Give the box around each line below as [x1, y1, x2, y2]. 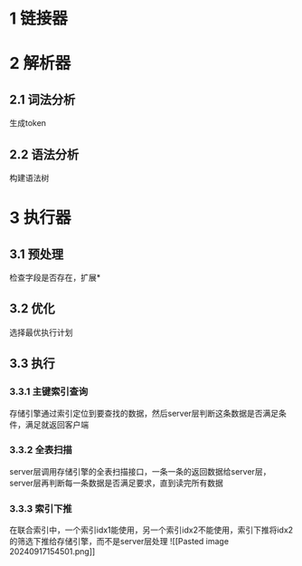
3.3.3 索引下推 [9, 502, 72, 514]
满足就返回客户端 [24, 418, 89, 430]
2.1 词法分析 [9, 91, 76, 107]
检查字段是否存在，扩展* [9, 273, 101, 283]
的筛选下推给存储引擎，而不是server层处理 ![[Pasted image [9, 536, 229, 547]
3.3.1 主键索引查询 [9, 386, 89, 398]
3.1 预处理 [9, 246, 64, 262]
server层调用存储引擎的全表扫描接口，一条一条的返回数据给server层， [9, 465, 271, 476]
